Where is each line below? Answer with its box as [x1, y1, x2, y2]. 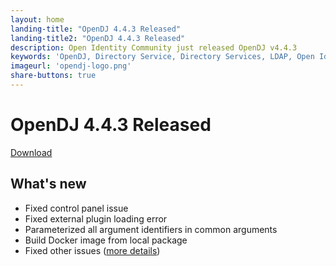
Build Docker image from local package [24, 234, 188, 246]
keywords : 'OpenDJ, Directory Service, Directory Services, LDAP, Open [10, 52, 315, 62]
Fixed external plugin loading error [24, 212, 168, 225]
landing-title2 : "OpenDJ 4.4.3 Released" [10, 33, 186, 43]
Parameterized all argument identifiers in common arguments [24, 223, 278, 235]
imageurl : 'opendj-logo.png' [10, 61, 132, 71]
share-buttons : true [10, 71, 97, 81]
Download [10, 146, 53, 158]
